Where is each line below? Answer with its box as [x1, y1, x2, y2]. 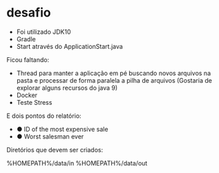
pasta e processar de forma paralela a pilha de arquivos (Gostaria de [16, 76, 212, 84]
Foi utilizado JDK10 [16, 28, 71, 36]
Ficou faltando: [6, 55, 50, 63]
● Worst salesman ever [16, 132, 84, 141]
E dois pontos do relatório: [6, 112, 82, 120]
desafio [6, 5, 51, 21]
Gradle [16, 34, 36, 43]
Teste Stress [16, 98, 53, 106]
